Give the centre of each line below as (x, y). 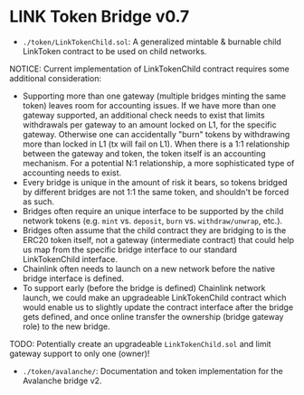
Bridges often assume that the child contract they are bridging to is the (154, 230)
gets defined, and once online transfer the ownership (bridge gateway (153, 316)
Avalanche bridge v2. (62, 381)
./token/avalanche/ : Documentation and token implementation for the (152, 371)
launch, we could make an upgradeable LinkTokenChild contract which (154, 297)
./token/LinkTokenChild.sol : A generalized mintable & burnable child (152, 42)
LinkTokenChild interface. (70, 259)
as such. (38, 202)
